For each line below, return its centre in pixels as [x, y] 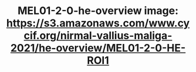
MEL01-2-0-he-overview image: [98, 11]
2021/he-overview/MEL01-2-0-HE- [98, 48]
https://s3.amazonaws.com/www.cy [98, 23]
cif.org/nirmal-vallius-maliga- [98, 36]
